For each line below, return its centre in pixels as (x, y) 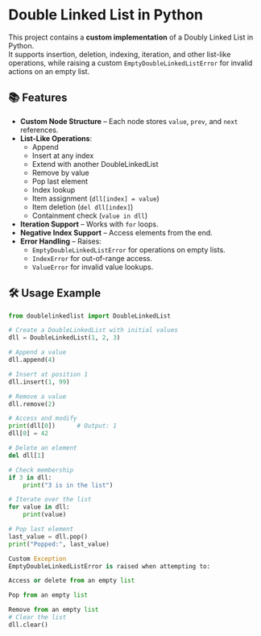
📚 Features (38, 98)
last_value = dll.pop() (48, 536)
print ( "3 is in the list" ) (68, 485)
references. (39, 130)
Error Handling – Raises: (61, 241)
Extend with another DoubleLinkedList (95, 164)
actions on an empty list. (49, 71)
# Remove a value (37, 397)
